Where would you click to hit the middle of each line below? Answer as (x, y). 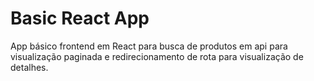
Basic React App (80, 18)
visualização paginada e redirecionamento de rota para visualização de (157, 56)
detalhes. (29, 67)
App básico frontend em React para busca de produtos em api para (149, 46)
